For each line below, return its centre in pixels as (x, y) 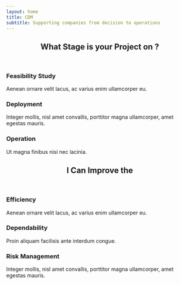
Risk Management (33, 256)
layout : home (22, 12)
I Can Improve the (100, 171)
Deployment (24, 104)
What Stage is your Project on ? (100, 47)
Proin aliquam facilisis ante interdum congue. (61, 240)
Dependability (27, 228)
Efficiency (21, 199)
